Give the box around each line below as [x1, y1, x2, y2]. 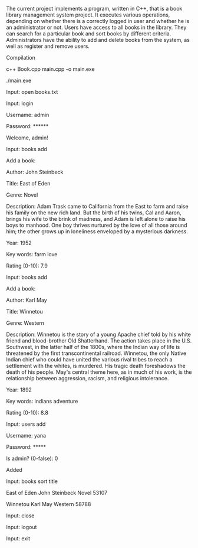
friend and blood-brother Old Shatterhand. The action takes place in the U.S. [6, 337, 192, 344]
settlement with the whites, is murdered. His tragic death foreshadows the [6, 363, 186, 369]
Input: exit [6, 535, 31, 542]
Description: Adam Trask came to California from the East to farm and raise [6, 203, 189, 210]
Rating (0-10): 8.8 [6, 409, 49, 416]
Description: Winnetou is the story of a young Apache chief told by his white [6, 331, 192, 338]
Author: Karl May [6, 296, 47, 304]
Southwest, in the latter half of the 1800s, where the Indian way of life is [6, 344, 180, 350]
